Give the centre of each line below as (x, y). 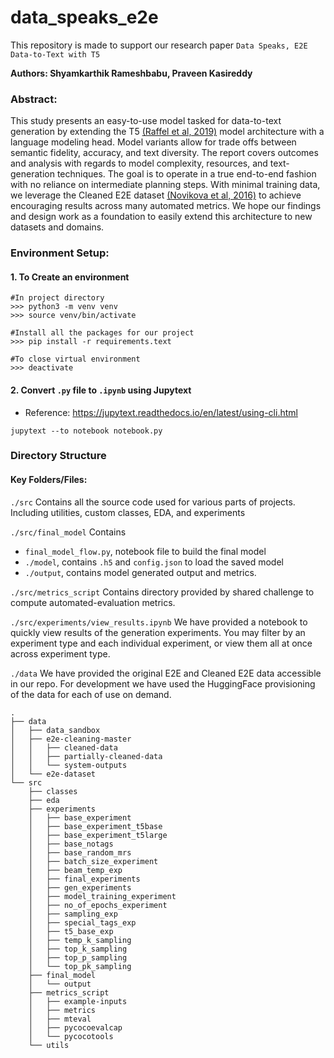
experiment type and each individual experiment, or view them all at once (161, 643)
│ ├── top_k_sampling (78, 949)
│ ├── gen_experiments (80, 887)
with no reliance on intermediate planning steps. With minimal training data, (165, 185)
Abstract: (34, 99)
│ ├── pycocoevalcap (75, 1027)
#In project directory (57, 298)
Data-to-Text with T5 (55, 54)
